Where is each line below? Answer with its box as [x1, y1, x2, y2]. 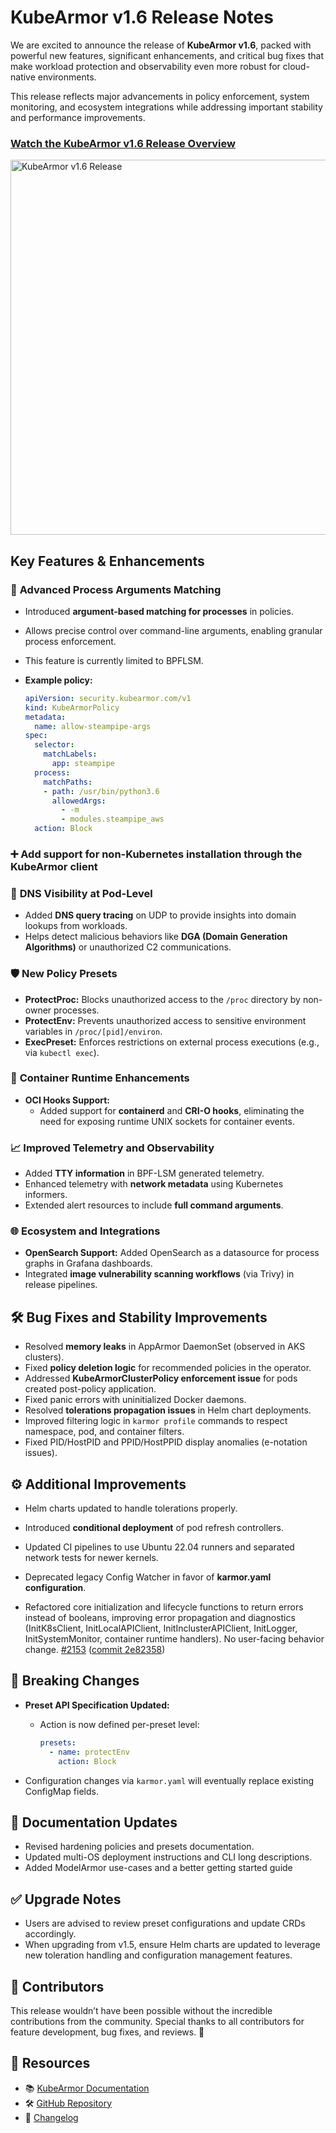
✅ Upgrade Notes [10, 1891, 122, 1908]
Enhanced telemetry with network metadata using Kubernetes [24, 1178, 284, 1190]
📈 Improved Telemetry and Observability [10, 1141, 215, 1155]
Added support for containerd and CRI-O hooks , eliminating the [39, 1104, 305, 1116]
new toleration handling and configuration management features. [24, 1949, 293, 1961]
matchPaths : [43, 777, 93, 787]
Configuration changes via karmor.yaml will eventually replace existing [24, 1774, 315, 1786]
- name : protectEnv [48, 1747, 130, 1757]
